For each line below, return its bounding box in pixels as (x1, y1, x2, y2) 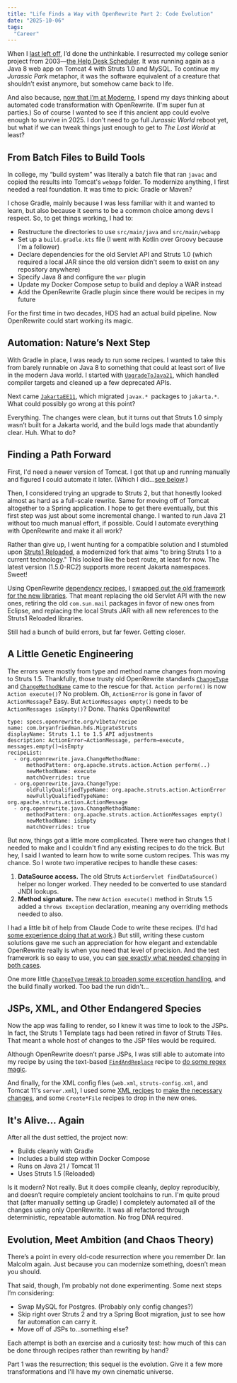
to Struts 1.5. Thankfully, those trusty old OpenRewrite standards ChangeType (7, 674, 229, 683)
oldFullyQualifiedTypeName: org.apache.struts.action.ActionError (25, 786, 226, 793)
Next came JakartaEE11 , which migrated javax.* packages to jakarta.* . (7, 392, 219, 400)
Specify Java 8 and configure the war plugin (17, 273, 146, 282)
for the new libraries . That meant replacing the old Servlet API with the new (7, 591, 226, 600)
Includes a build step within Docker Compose (17, 1155, 150, 1163)
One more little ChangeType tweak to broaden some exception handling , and (7, 974, 226, 983)
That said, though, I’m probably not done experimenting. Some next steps (7, 1281, 222, 1290)
